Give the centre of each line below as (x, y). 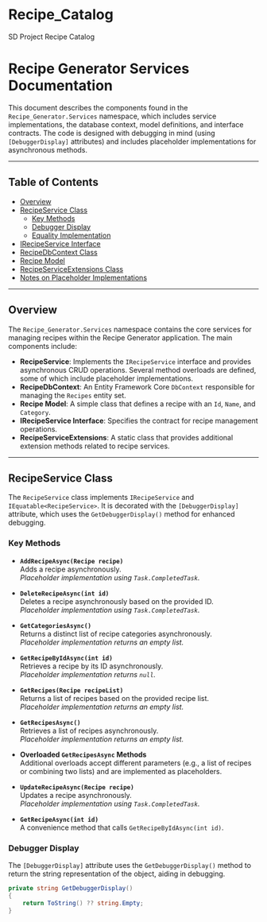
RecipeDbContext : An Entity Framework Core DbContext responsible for (137, 386)
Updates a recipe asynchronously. (76, 795)
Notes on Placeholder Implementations (83, 277)
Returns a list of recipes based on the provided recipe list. (114, 698)
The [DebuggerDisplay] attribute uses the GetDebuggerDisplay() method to (130, 865)
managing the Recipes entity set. (73, 395)
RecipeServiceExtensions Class (72, 269)
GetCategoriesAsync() (55, 626)
